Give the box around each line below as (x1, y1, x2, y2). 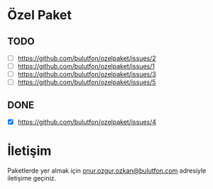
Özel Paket (7, 7, 72, 23)
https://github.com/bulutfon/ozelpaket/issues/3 (17, 70, 156, 79)
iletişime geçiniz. (7, 174, 57, 183)
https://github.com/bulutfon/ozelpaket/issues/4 (17, 118, 157, 127)
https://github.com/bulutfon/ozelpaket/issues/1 (17, 62, 155, 71)
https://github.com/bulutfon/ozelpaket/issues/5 (17, 78, 156, 86)
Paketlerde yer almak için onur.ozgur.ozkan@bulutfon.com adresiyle (7, 166, 207, 175)
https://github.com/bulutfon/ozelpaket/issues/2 (17, 54, 156, 62)
